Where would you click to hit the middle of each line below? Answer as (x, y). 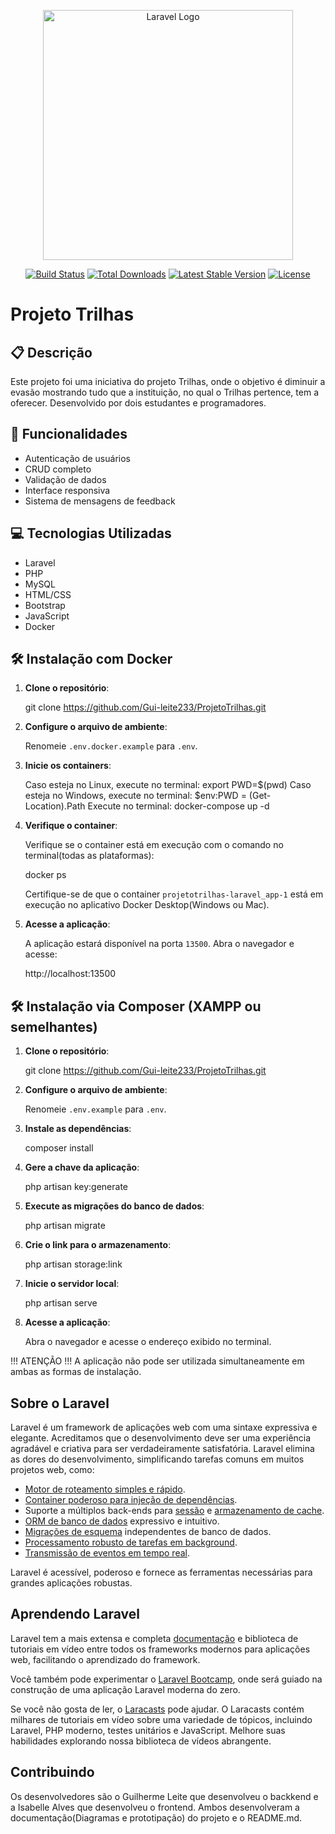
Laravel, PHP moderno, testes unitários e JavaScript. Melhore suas (148, 1730)
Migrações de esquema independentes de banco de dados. (148, 1532)
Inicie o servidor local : (72, 1284)
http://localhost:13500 (70, 974)
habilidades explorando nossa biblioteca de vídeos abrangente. (141, 1741)
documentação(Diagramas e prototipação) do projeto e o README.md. (156, 1817)
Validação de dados (65, 479)
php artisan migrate (65, 1226)
